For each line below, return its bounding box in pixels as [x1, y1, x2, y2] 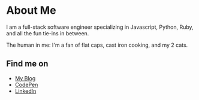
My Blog [14, 74, 36, 81]
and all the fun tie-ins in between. [6, 29, 89, 37]
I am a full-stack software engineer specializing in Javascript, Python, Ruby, [6, 23, 194, 31]
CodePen [14, 81, 38, 88]
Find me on [6, 59, 49, 69]
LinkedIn [14, 87, 37, 95]
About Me [6, 4, 56, 17]
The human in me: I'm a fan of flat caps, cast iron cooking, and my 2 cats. [6, 41, 188, 49]
